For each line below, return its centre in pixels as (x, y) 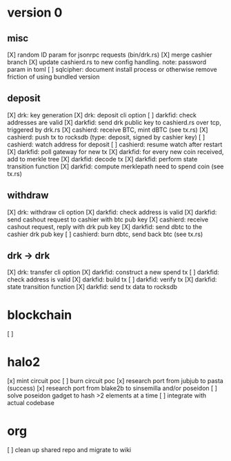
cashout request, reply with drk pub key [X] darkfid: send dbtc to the (104, 226)
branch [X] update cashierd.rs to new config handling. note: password (107, 62)
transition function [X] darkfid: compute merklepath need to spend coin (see (115, 166)
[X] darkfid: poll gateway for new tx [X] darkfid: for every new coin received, (115, 151)
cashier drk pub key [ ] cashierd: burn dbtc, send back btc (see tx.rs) (105, 234)
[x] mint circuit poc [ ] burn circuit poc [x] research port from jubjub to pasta (115, 381)
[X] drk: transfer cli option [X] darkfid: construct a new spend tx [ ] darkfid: (113, 272)
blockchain (40, 315)
